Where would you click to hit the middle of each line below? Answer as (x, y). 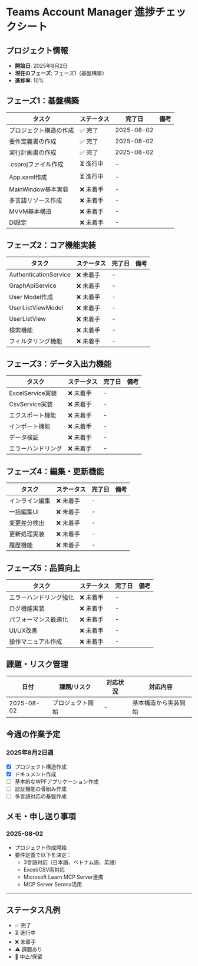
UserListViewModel (36, 307)
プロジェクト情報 (37, 50)
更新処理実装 (27, 534)
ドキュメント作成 (35, 774)
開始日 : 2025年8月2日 (41, 66)
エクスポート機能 (33, 415)
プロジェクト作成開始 (40, 847)
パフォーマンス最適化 (39, 620)
